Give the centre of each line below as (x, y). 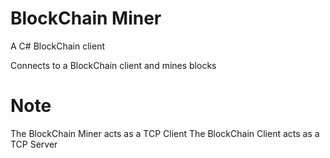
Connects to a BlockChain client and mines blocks (113, 65)
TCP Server (34, 144)
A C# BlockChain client (58, 46)
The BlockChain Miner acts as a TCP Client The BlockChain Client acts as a (165, 133)
